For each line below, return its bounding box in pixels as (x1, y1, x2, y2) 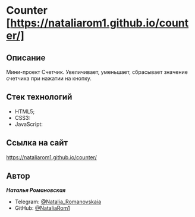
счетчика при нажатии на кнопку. (6, 75, 92, 82)
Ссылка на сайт (6, 138, 68, 148)
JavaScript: (14, 120, 43, 128)
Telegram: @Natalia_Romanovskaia (14, 198, 102, 206)
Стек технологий (6, 92, 73, 102)
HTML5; (14, 108, 35, 115)
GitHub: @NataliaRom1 (14, 204, 70, 212)
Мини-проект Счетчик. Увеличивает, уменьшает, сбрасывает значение (6, 69, 188, 75)
